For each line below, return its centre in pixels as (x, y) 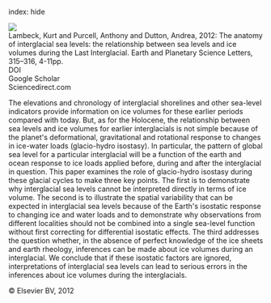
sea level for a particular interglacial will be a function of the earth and (125, 154)
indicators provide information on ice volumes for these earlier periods (126, 111)
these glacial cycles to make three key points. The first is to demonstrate (129, 180)
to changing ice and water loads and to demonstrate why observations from (135, 215)
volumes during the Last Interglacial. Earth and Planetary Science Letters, (131, 53)
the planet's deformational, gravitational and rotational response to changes (135, 137)
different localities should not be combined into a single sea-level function (132, 223)
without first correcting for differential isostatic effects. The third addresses (134, 232)
